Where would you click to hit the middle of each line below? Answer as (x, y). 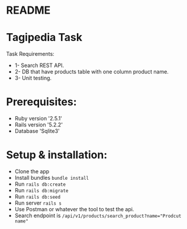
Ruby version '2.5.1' (38, 119)
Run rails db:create (40, 184)
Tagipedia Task (44, 38)
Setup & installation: (57, 155)
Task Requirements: (30, 54)
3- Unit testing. (33, 78)
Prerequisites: (41, 102)
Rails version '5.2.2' (39, 125)
